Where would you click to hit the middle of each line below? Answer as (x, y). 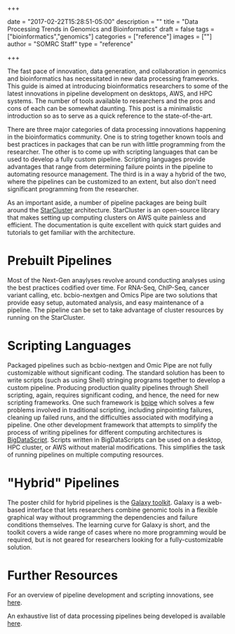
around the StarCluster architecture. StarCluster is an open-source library (113, 210)
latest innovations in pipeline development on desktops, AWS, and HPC (110, 93)
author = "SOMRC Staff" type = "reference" (70, 44)
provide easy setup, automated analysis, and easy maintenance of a (106, 302)
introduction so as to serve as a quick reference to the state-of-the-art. (110, 116)
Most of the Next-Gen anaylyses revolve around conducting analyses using (116, 280)
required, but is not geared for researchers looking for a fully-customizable (115, 539)
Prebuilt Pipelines (60, 261)
